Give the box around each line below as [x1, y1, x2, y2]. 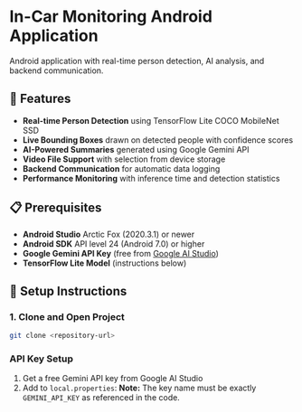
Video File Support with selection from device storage [22, 154, 226, 164]
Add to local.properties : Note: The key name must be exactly [22, 382, 257, 394]
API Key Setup [9, 352, 74, 365]
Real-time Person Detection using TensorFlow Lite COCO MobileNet [22, 115, 279, 126]
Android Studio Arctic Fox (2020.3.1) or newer [22, 229, 195, 239]
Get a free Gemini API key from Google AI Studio [22, 373, 203, 384]
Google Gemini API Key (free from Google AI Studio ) [22, 248, 219, 258]
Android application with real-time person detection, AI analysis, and [9, 55, 265, 66]
